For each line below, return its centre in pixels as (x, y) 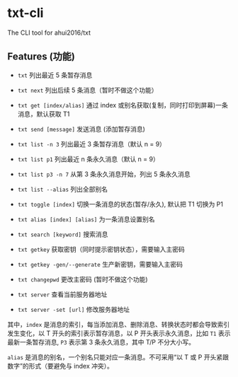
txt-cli (25, 13)
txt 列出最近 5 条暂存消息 (55, 75)
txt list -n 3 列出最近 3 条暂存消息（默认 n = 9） (92, 144)
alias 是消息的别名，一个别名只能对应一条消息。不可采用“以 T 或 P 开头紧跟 (118, 357)
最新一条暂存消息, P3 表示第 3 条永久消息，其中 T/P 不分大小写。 (101, 342)
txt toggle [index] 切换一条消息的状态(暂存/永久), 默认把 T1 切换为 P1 (120, 204)
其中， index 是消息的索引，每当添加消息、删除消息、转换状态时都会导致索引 (119, 324)
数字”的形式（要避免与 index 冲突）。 (60, 366)
